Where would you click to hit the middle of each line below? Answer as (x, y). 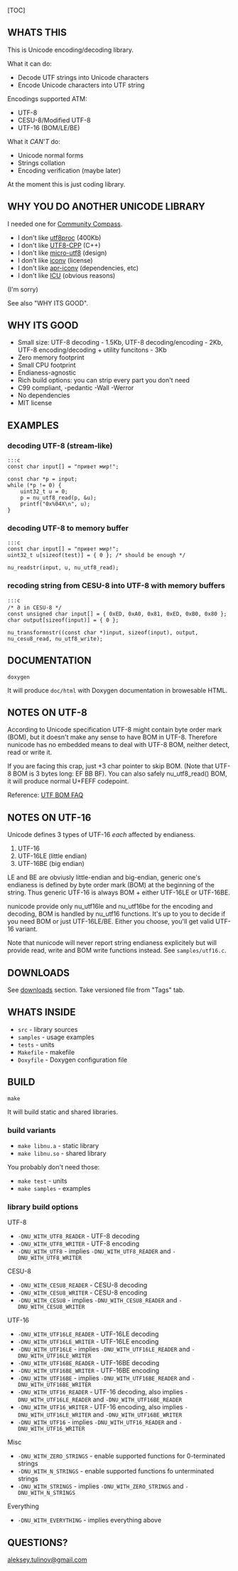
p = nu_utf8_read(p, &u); (59, 498)
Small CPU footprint (47, 365)
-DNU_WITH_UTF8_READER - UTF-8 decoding (79, 1236)
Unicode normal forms (50, 155)
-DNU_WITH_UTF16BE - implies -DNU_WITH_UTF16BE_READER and (104, 1378)
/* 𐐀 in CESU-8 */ (34, 607)
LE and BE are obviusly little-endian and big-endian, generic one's (104, 877)
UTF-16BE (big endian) (51, 864)
